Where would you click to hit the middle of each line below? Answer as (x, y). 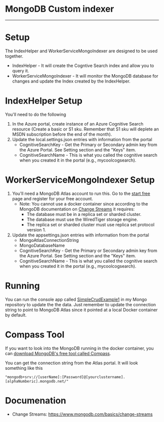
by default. (16, 315)
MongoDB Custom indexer (60, 9)
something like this (24, 368)
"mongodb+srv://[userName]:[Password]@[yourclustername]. (65, 377)
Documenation (36, 400)
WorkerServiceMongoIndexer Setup (80, 180)
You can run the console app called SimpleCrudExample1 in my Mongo (76, 299)
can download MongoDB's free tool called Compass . (58, 353)
